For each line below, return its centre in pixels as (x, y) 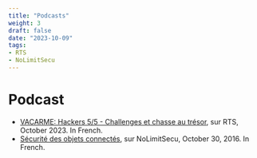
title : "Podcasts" (39, 16)
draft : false (30, 30)
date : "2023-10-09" (41, 38)
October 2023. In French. (61, 130)
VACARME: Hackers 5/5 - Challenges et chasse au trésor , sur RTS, (129, 121)
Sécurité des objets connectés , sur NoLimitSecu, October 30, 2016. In (134, 138)
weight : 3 (25, 23)
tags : (17, 45)
